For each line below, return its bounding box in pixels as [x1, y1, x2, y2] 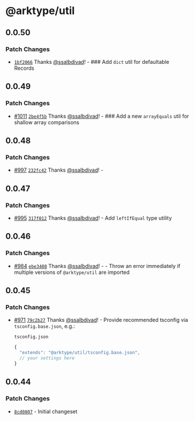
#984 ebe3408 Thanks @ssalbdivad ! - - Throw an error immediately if [13, 262, 181, 269]
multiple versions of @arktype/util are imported [13, 269, 130, 276]
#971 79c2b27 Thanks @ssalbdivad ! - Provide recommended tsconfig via [13, 317, 189, 324]
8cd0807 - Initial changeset [13, 408, 78, 415]
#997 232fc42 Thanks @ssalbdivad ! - [13, 167, 104, 174]
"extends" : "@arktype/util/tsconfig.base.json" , [19, 350, 141, 356]
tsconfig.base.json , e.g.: [13, 322, 76, 330]
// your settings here [19, 355, 75, 361]
